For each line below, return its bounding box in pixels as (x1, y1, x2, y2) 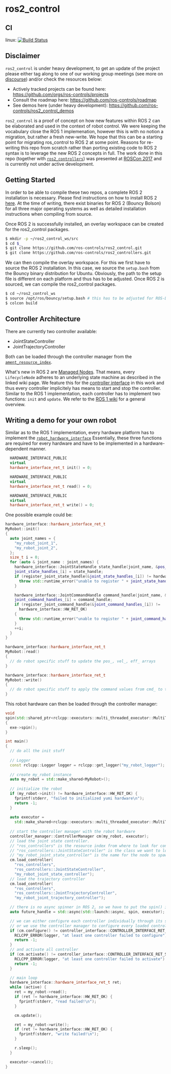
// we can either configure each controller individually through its (10, 918, 163, 923)
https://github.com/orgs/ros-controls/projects (12, 91, 109, 97)
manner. (29, 446, 47, 452)
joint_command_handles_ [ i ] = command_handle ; (14, 597, 113, 603)
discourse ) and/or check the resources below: (5, 76, 102, 82)
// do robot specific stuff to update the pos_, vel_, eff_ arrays (10, 659, 156, 664)
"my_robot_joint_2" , (14, 545, 58, 551)
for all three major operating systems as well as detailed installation (5, 205, 147, 212)
